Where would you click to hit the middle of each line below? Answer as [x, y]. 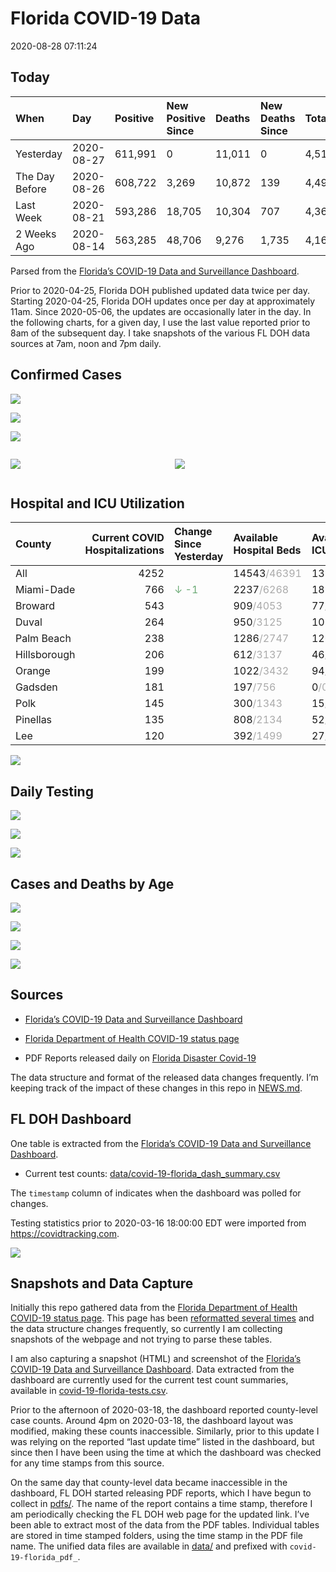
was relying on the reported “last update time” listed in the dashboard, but [162, 1442]
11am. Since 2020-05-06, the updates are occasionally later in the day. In [161, 311]
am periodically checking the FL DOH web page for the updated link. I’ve [160, 1514]
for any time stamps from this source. [87, 1463]
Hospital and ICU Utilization [97, 503]
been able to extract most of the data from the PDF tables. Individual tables [165, 1525]
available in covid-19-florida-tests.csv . [89, 1391]
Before [31, 189]
